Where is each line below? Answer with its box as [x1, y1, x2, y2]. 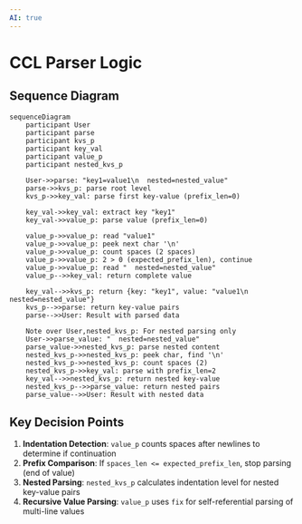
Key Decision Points [9, 414, 125, 431]
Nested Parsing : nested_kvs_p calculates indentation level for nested [22, 477, 279, 488]
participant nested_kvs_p [25, 160, 124, 169]
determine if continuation [22, 448, 117, 459]
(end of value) [22, 468, 75, 479]
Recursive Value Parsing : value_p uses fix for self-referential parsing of [22, 496, 294, 508]
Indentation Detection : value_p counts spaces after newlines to [22, 439, 260, 450]
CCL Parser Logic [9, 52, 143, 73]
